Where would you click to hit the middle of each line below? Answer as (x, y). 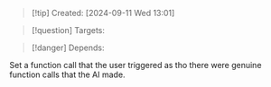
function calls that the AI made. (67, 74)
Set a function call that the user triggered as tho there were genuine (135, 65)
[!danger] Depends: (68, 48)
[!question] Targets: (68, 30)
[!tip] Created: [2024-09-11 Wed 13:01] (103, 13)
